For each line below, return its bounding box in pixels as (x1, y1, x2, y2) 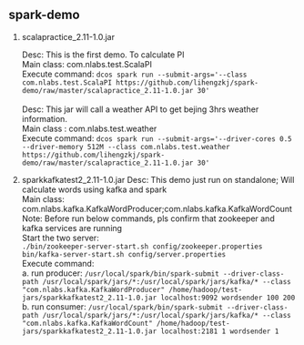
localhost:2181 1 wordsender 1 (160, 327, 279, 336)
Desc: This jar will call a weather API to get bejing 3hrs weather (21, 104, 259, 115)
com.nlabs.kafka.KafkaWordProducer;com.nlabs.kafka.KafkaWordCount (21, 203, 293, 214)
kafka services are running (21, 222, 123, 233)
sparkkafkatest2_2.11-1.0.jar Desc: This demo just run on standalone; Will (21, 174, 295, 185)
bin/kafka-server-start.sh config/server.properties (21, 249, 227, 259)
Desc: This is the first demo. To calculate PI (21, 49, 185, 60)
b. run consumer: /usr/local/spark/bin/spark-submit (21, 300, 224, 312)
